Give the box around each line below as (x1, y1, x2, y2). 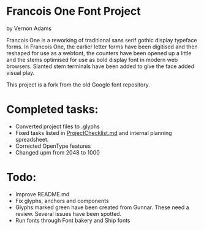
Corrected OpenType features (15, 142, 91, 150)
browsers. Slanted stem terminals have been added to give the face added (6, 63, 195, 70)
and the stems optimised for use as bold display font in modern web (6, 56, 178, 63)
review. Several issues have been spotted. (15, 210, 122, 217)
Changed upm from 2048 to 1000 (15, 148, 100, 156)
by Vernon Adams (6, 25, 52, 32)
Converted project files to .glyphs (15, 123, 100, 130)
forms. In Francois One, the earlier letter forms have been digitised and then (6, 43, 198, 50)
